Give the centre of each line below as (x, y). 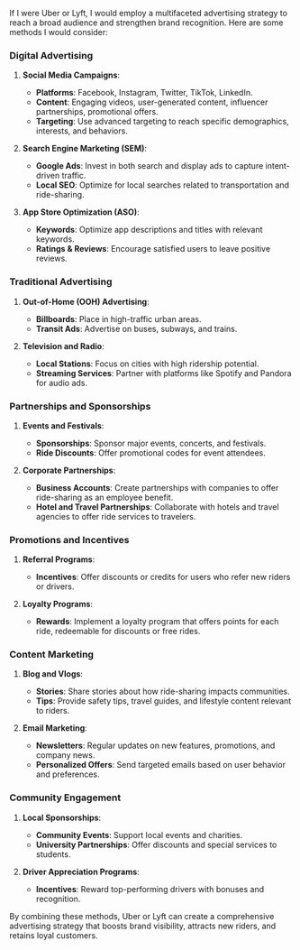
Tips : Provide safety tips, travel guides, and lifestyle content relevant (164, 701)
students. (53, 854)
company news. (65, 755)
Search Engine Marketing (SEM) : (84, 149)
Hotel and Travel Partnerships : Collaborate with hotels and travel (157, 507)
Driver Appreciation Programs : (81, 872)
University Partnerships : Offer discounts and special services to (156, 844)
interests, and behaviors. (82, 131)
